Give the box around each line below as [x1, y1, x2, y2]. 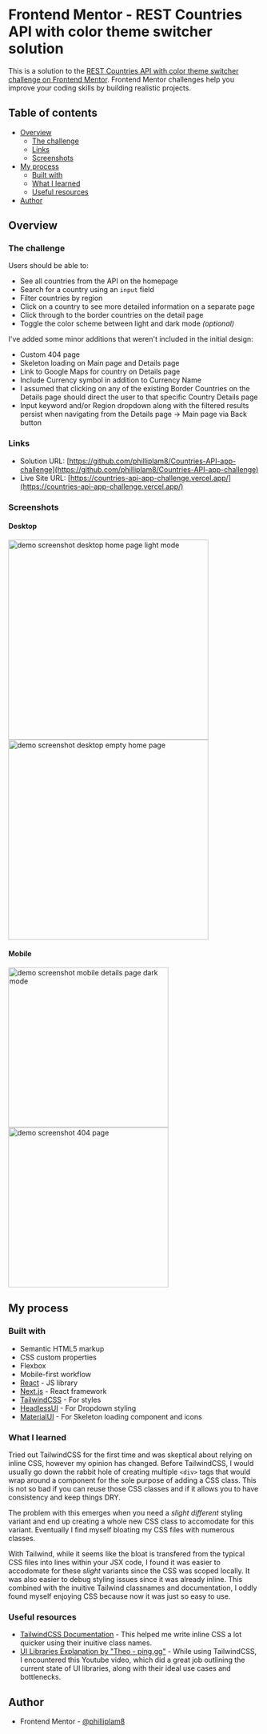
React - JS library [19, 1378, 78, 1388]
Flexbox [19, 1360, 46, 1370]
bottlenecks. [19, 1672, 62, 1682]
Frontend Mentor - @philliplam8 [19, 1716, 126, 1726]
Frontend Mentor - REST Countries [8, 6, 243, 24]
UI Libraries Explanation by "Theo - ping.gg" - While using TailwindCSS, [19, 1647, 257, 1656]
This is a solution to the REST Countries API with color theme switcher [8, 66, 239, 75]
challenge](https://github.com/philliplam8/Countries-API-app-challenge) [19, 464, 259, 474]
